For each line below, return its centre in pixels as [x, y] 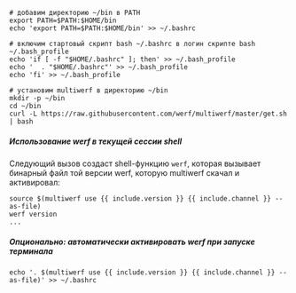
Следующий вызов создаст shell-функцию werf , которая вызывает [135, 163]
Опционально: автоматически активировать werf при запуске [132, 242]
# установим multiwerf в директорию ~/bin [89, 91]
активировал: [35, 182]
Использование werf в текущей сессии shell [96, 141]
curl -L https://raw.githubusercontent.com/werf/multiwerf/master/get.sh [148, 114]
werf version [33, 214]
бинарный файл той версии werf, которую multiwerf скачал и [125, 172]
